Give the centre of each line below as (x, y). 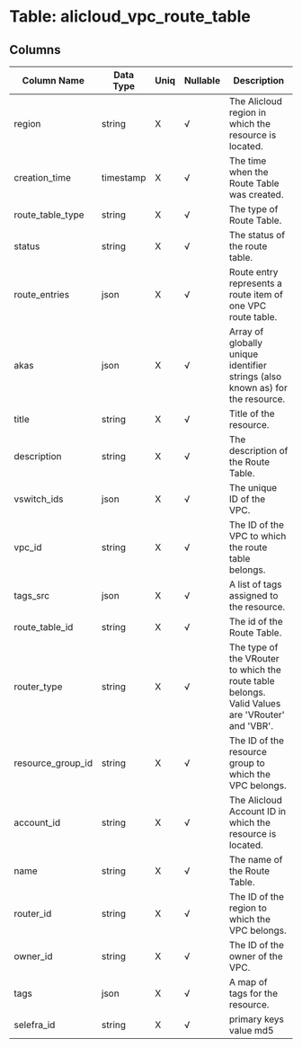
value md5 (251, 1030)
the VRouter (254, 658)
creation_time (43, 178)
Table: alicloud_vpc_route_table (130, 17)
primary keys (257, 1019)
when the (249, 172)
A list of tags (255, 584)
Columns (35, 50)
